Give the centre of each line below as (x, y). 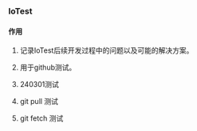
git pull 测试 (39, 101)
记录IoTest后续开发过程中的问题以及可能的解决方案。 (106, 50)
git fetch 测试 (41, 118)
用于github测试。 (48, 67)
